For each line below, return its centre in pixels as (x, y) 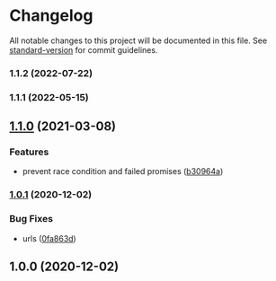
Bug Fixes (31, 219)
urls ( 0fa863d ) (49, 238)
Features (29, 152)
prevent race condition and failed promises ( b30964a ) (123, 171)
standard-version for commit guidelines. (84, 49)
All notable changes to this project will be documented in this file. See (138, 40)
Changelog (51, 16)
